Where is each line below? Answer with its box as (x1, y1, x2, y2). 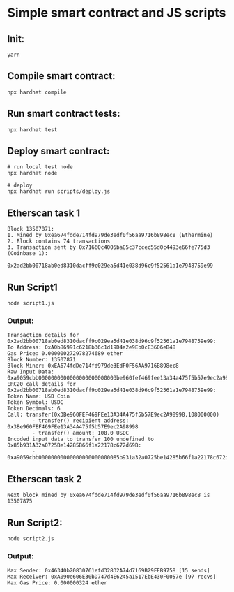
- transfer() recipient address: (32, 417, 130, 424)
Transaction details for (7, 332, 79, 339)
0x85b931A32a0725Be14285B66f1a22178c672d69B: (7, 442, 141, 449)
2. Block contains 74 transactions (7, 238, 111, 245)
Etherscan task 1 (7, 207, 81, 219)
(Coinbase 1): (7, 250, 49, 257)
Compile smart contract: (7, 70, 116, 82)
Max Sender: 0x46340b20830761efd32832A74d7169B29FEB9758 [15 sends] (7, 568, 210, 575)
